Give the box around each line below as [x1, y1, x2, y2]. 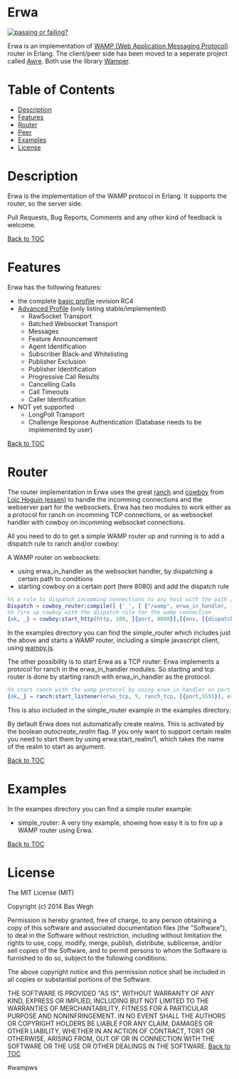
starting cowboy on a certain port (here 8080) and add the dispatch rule [17, 582, 230, 590]
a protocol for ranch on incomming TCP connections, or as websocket [7, 510, 213, 518]
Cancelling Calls [28, 380, 76, 388]
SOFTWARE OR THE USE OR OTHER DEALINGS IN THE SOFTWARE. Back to [7, 1041, 231, 1051]
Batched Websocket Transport [28, 319, 118, 328]
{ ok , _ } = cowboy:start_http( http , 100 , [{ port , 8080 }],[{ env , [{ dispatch [7, 615, 234, 623]
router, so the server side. [7, 199, 83, 207]
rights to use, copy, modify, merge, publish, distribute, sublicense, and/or [7, 938, 222, 947]
